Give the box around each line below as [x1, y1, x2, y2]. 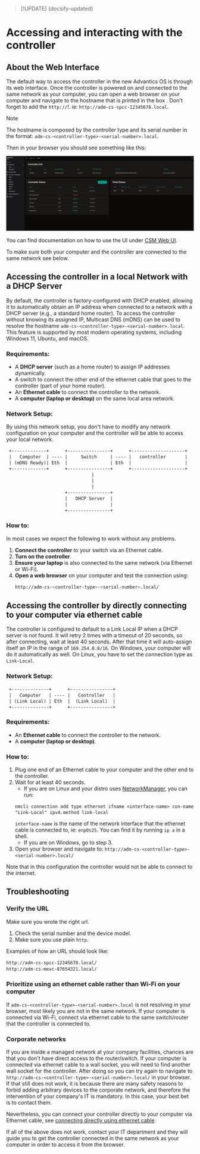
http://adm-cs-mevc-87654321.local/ [6, 966, 97, 972]
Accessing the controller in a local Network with [6, 272, 188, 282]
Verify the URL [6, 905, 49, 913]
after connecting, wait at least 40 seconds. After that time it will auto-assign [6, 638, 192, 645]
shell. [14, 833, 29, 840]
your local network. [6, 436, 54, 443]
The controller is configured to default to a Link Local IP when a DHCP [6, 626, 179, 633]
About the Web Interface [6, 62, 100, 72]
